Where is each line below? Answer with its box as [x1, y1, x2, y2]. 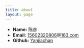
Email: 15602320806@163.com [12, 32, 79, 38]
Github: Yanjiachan [12, 37, 53, 43]
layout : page [5, 12, 33, 17]
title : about [5, 7, 33, 12]
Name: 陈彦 [12, 26, 38, 32]
